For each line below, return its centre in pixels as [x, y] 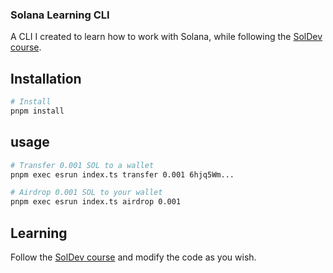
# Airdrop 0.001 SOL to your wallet [86, 193]
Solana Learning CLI [60, 15]
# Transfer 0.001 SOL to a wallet [82, 165]
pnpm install [37, 111]
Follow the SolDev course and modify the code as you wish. [133, 257]
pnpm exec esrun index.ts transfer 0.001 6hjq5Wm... [122, 174]
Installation [46, 78]
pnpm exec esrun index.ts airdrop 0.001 [96, 202]
